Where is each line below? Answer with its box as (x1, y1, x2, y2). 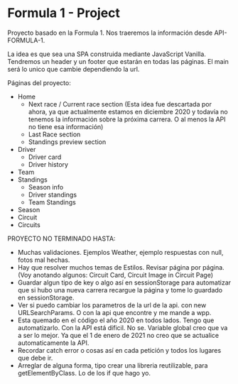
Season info (28, 182, 64, 191)
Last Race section (28, 130, 81, 138)
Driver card (28, 153, 62, 161)
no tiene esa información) (28, 122, 104, 131)
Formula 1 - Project (7, 5, 121, 21)
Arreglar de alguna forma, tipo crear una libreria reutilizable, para (17, 361, 208, 370)
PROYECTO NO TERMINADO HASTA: (7, 234, 116, 243)
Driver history (28, 160, 69, 168)
